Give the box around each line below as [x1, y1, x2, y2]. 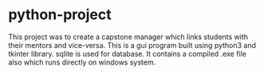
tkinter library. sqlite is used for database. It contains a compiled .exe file [8, 49, 247, 58]
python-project [8, 6, 112, 24]
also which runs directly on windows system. [8, 57, 156, 67]
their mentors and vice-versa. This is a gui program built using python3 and [8, 40, 257, 49]
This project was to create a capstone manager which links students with [8, 32, 249, 41]
